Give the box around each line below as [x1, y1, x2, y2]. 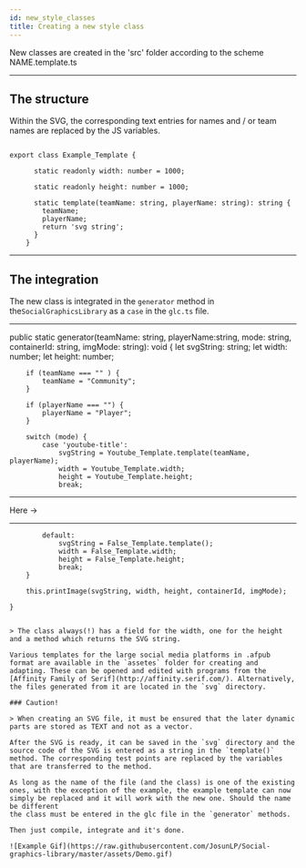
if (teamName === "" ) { [25, 369, 120, 378]
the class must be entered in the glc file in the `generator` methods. [9, 810, 291, 820]
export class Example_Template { [9, 151, 137, 160]
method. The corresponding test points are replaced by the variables [9, 754, 283, 763]
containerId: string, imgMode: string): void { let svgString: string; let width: [9, 342, 289, 352]
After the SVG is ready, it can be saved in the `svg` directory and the [9, 739, 296, 748]
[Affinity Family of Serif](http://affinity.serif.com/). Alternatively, [9, 675, 296, 684]
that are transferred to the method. [9, 762, 153, 771]
